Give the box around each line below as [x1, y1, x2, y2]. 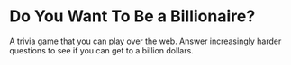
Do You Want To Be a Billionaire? [9, 6, 256, 27]
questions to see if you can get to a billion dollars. [9, 45, 194, 55]
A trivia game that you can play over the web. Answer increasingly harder [9, 36, 282, 46]
